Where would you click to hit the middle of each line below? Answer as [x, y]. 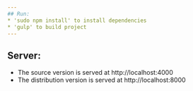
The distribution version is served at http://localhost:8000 [101, 80]
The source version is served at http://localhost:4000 [95, 73]
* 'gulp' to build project [47, 27]
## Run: [19, 14]
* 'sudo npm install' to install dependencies [77, 20]
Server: [24, 55]
